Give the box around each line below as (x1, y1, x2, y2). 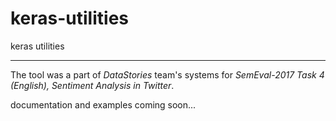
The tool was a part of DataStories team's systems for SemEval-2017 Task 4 (10, 68, 325, 81)
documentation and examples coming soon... (10, 98, 197, 111)
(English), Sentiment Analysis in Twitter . (10, 79, 175, 91)
